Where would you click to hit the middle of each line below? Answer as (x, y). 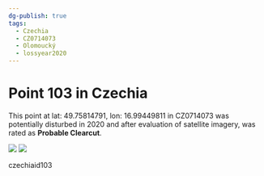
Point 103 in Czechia (78, 93)
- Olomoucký (36, 46)
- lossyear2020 (41, 53)
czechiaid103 (30, 165)
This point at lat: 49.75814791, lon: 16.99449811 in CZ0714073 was (119, 115)
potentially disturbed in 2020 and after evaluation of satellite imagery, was (132, 124)
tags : (17, 23)
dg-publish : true (38, 16)
